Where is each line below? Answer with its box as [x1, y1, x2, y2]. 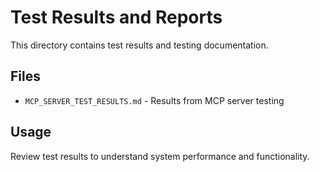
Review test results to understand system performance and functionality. [10, 150, 310, 162]
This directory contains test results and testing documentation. [10, 39, 269, 51]
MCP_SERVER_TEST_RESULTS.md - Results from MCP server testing [24, 94, 285, 106]
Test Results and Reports [10, 6, 223, 29]
